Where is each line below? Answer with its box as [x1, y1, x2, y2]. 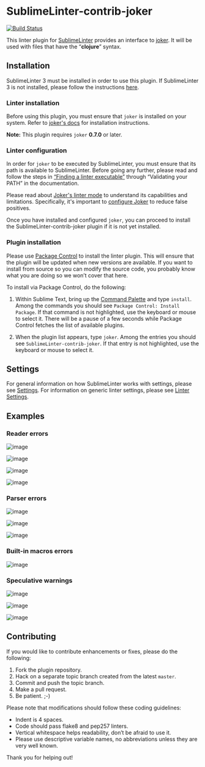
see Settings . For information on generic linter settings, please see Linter [6, 387, 190, 394]
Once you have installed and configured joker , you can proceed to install [6, 216, 191, 224]
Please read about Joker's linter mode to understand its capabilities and [6, 192, 188, 199]
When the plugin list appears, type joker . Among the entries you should [15, 333, 196, 340]
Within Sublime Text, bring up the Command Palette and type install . [15, 295, 192, 302]
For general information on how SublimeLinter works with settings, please [6, 380, 192, 387]
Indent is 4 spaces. [15, 716, 64, 723]
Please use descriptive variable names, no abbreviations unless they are [15, 735, 198, 743]
